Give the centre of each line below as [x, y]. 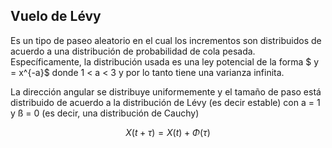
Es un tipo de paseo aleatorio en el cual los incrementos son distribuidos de [166, 40]
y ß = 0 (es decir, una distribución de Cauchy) [105, 113]
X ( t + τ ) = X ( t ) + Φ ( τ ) [168, 132]
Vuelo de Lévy [56, 16]
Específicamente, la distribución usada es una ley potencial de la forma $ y [165, 61]
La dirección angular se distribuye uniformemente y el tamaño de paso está [166, 91]
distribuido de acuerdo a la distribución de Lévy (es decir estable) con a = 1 [165, 102]
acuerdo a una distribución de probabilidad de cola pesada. [133, 51]
